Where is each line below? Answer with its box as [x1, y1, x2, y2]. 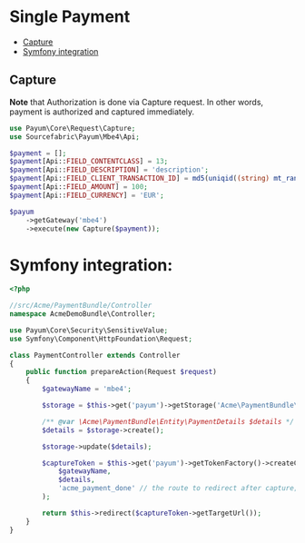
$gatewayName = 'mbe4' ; [42, 384, 132, 394]
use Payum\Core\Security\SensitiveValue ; [9, 325, 169, 335]
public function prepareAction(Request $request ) [25, 368, 218, 377]
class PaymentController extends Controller [9, 350, 181, 360]
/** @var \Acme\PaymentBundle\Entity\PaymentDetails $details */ [42, 417, 295, 426]
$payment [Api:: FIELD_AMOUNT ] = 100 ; [9, 183, 148, 192]
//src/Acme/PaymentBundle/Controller [9, 301, 152, 311]
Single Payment [9, 6, 131, 27]
